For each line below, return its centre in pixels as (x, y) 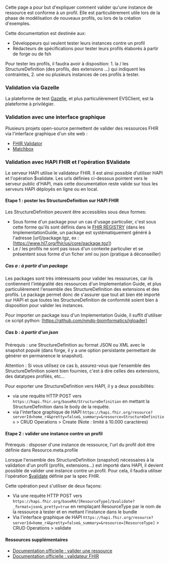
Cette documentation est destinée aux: (46, 33)
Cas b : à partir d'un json (32, 332)
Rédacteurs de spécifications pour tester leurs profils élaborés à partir (86, 48)
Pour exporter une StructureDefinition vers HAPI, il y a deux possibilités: (80, 386)
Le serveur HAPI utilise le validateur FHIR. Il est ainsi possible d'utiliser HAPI (84, 173)
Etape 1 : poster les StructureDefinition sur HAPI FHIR (62, 201)
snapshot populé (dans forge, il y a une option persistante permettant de (81, 350)
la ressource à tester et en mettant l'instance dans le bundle (75, 512)
